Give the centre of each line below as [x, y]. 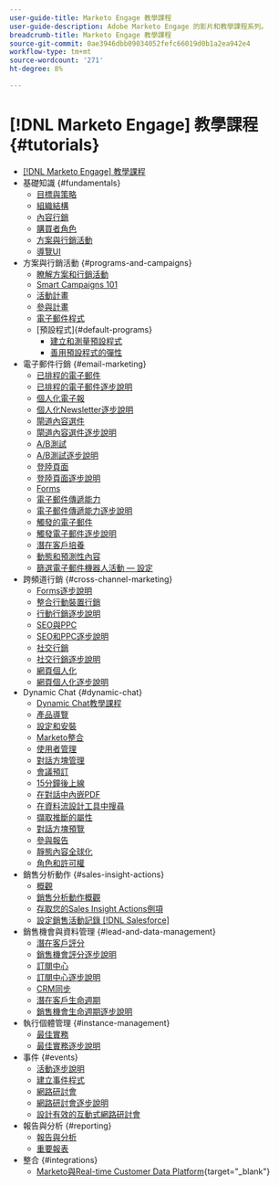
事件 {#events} [51, 1057]
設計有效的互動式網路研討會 [88, 1114]
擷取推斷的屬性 [64, 817]
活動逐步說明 [60, 1068]
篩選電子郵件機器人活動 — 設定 [94, 567]
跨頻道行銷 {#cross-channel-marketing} [98, 579]
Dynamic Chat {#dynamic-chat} [83, 692]
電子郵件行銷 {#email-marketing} [85, 364]
